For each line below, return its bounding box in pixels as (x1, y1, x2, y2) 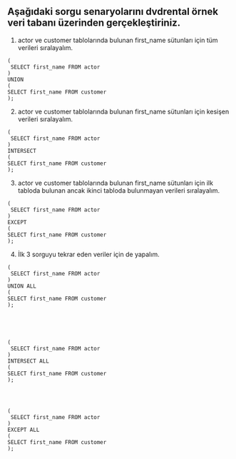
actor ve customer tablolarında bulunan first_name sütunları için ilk (17, 178, 214, 187)
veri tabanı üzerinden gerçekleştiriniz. (7, 17, 181, 29)
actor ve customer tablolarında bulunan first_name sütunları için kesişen (17, 107, 230, 116)
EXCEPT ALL (7, 426, 40, 433)
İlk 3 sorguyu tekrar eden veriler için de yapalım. (17, 250, 160, 258)
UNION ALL (7, 282, 37, 290)
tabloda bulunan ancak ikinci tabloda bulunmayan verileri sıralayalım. (17, 186, 220, 195)
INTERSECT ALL (7, 357, 50, 365)
